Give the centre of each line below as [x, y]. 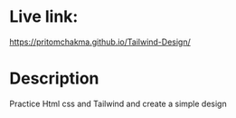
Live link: [44, 17]
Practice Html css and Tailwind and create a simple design [118, 103]
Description [54, 79]
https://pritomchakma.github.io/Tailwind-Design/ [100, 42]
